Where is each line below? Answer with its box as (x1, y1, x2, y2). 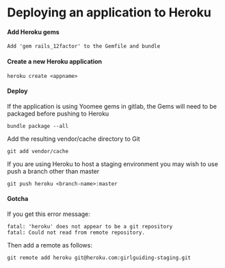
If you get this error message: (7, 210, 91, 218)
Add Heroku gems (7, 27, 59, 36)
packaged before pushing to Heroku (7, 109, 109, 118)
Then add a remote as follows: (7, 241, 92, 249)
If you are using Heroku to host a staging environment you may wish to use (7, 159, 219, 168)
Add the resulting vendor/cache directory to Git (7, 135, 140, 143)
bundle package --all (7, 122, 69, 129)
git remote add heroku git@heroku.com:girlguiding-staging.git (7, 254, 191, 261)
